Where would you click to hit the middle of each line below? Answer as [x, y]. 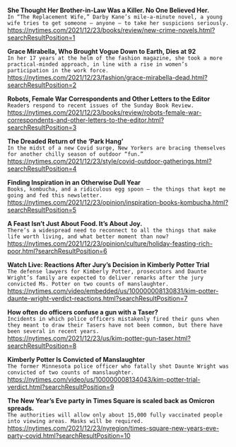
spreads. [20, 408]
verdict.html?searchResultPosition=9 [61, 387]
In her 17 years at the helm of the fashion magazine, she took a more [115, 58]
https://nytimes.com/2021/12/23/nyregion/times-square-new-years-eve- [113, 428]
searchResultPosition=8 [42, 346]
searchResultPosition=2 [42, 85]
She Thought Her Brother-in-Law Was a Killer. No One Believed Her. [108, 10]
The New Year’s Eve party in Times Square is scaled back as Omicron [111, 401]
